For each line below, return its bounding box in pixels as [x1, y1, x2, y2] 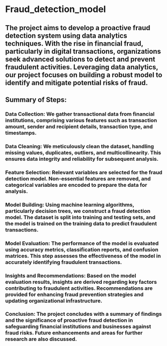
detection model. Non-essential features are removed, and [5, 175, 151, 182]
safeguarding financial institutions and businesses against [5, 323, 151, 330]
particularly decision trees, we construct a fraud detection [5, 207, 150, 214]
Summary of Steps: [5, 95, 67, 104]
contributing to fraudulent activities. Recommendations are [5, 285, 153, 292]
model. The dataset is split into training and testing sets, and [5, 213, 155, 220]
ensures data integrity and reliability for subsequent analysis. [5, 155, 159, 162]
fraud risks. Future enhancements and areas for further [5, 329, 143, 336]
